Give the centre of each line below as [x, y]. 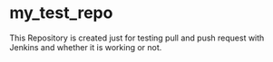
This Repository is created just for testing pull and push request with [137, 38]
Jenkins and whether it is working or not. [86, 47]
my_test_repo [61, 13]
